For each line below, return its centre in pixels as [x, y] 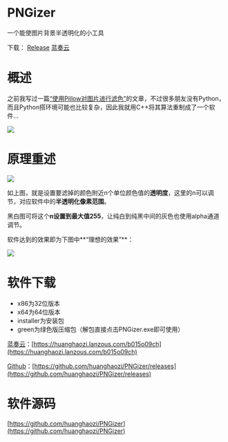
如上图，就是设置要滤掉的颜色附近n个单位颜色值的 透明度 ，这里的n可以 [108, 192]
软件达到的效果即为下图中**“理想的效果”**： [70, 239]
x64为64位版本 [39, 312]
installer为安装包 [40, 320]
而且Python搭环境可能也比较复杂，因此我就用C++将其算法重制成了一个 [108, 107]
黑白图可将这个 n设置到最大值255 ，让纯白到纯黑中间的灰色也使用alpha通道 [113, 216]
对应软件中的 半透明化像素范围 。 [65, 201]
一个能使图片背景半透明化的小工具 [56, 33]
